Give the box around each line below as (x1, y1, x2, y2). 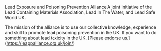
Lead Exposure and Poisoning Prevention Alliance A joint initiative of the (5, 4, 152, 10)
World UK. (5, 15, 26, 20)
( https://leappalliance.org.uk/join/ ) (5, 40, 75, 46)
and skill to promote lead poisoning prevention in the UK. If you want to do (5, 30, 157, 35)
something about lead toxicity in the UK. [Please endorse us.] (5, 35, 130, 41)
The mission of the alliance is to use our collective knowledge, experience (5, 24, 156, 30)
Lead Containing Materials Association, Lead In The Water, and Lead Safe (5, 9, 155, 15)
